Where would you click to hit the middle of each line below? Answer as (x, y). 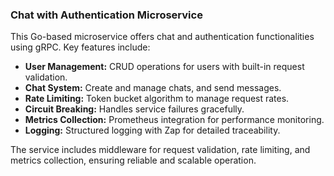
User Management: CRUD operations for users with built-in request (164, 67)
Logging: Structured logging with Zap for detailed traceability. (152, 130)
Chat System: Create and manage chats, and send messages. (153, 88)
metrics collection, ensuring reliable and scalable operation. (133, 160)
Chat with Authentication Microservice (106, 15)
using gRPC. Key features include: (80, 47)
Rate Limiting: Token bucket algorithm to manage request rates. (157, 99)
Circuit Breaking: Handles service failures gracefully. (134, 109)
